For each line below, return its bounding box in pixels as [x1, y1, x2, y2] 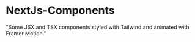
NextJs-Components [6, 4, 116, 17]
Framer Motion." [6, 29, 46, 37]
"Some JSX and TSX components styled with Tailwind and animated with [6, 23, 189, 31]
